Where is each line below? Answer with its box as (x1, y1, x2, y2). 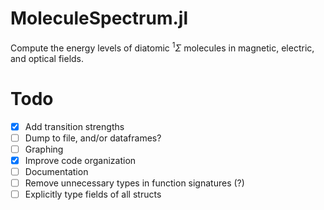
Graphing (24, 143, 64, 155)
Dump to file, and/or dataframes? (24, 132, 162, 144)
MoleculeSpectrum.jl (10, 7, 189, 30)
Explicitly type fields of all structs (24, 188, 162, 200)
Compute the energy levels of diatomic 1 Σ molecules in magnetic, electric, (10, 40, 315, 54)
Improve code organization (24, 154, 137, 166)
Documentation (24, 165, 89, 177)
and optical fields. (10, 52, 85, 64)
